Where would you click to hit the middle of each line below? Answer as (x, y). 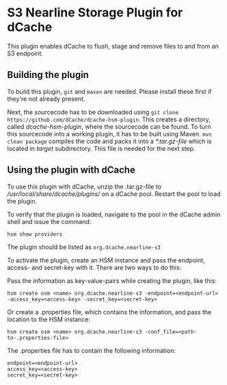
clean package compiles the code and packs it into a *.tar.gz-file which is (109, 141)
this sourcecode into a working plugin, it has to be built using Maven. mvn (109, 134)
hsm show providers (35, 234)
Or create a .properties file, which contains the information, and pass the (109, 312)
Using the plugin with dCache (71, 170)
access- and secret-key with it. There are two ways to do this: (94, 267)
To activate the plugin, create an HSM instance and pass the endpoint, (106, 260)
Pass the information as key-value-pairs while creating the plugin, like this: (112, 281)
